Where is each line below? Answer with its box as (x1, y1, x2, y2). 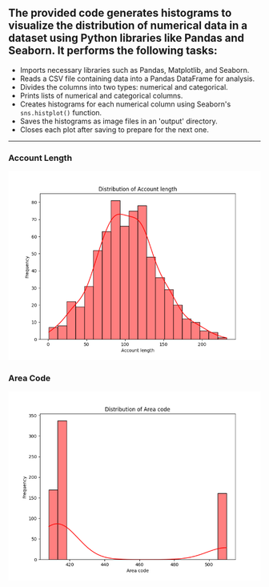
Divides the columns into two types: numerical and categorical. (19, 82, 228, 91)
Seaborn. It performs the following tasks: (8, 44, 218, 58)
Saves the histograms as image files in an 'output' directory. (19, 116, 218, 126)
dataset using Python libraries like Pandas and (8, 31, 245, 45)
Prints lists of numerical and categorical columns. (19, 90, 183, 100)
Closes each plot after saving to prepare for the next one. (19, 124, 210, 135)
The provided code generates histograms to (8, 6, 232, 20)
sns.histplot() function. (19, 107, 102, 117)
